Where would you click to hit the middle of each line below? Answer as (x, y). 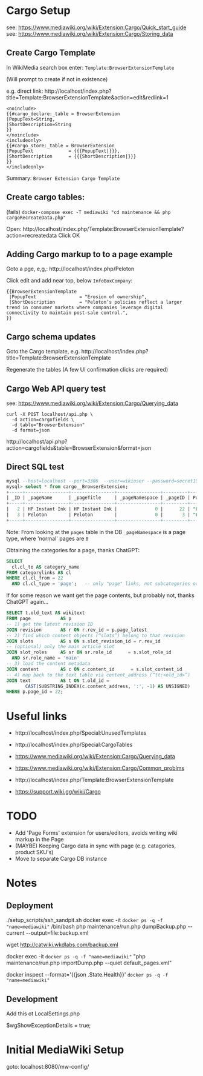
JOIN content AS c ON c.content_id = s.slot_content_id (94, 669)
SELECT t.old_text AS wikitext (46, 613)
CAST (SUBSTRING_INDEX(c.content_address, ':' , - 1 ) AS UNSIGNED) (108, 686)
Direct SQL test (35, 467)
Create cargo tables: (46, 197)
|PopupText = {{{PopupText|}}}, (63, 151)
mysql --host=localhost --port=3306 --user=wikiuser (76, 481)
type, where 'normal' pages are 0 (47, 538)
